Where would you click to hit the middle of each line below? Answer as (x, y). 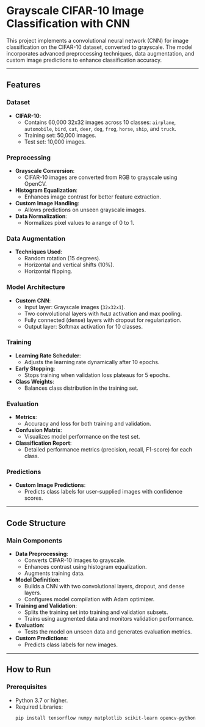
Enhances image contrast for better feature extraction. (93, 197)
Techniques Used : (39, 252)
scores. (34, 498)
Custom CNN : (33, 301)
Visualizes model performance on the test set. (82, 437)
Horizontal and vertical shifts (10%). (69, 265)
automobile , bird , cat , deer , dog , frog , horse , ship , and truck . (100, 128)
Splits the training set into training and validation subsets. (96, 612)
